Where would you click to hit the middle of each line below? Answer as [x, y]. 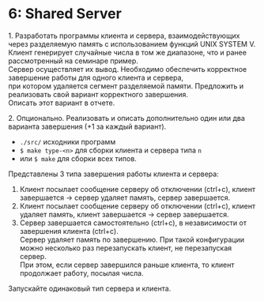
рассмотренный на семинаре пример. [73, 61]
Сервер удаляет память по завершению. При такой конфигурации [132, 239]
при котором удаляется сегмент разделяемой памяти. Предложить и [126, 86]
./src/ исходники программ [68, 141]
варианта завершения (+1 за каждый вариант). [87, 126]
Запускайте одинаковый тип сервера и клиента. [90, 288]
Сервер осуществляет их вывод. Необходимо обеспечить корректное [128, 69]
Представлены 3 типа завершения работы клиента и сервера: [113, 174]
